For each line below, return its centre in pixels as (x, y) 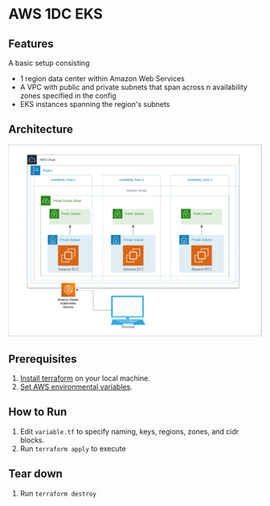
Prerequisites (43, 359)
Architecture (41, 130)
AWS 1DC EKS (55, 14)
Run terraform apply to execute (73, 448)
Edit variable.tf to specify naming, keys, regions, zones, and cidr (129, 431)
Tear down (35, 474)
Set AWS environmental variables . (76, 387)
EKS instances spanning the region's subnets (95, 104)
